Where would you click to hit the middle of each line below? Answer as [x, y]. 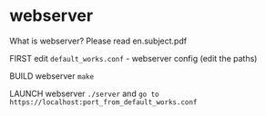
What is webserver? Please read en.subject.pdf [98, 41]
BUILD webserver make [51, 76]
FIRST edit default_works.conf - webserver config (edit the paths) [133, 58]
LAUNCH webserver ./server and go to [84, 93]
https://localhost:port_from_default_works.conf [103, 102]
